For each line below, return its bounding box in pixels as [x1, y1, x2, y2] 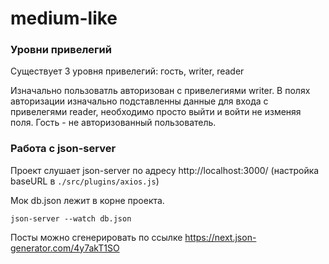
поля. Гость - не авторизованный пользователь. [10, 117, 217, 129]
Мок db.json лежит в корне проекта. [10, 194, 165, 206]
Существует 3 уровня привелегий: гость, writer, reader [10, 65, 245, 77]
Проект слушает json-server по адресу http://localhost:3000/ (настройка [10, 164, 320, 176]
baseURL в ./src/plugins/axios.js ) [10, 175, 160, 187]
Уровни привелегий [10, 43, 112, 57]
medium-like [10, 7, 118, 30]
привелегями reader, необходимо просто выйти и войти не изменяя [10, 106, 302, 118]
